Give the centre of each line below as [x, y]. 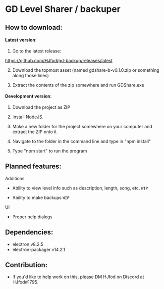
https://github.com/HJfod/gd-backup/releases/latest [59, 60]
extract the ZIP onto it [34, 132]
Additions [15, 178]
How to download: [34, 27]
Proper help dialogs [32, 217]
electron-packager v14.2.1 [39, 249]
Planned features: [33, 167]
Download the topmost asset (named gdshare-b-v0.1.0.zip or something [86, 70]
